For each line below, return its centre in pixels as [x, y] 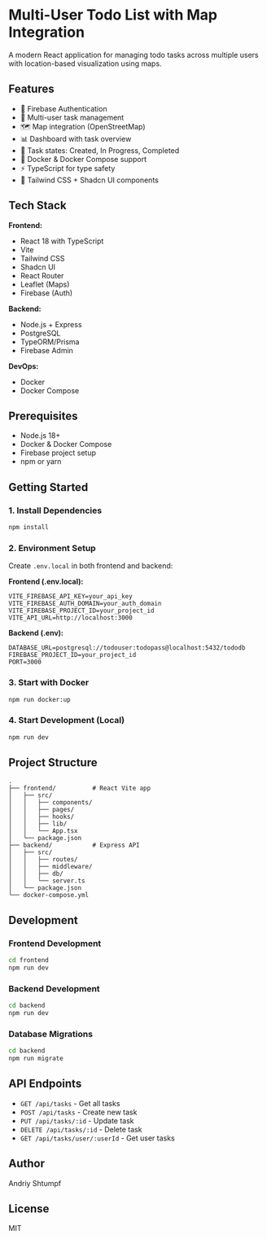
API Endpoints [45, 1084]
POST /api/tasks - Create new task [79, 1112]
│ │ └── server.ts [47, 881]
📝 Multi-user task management [72, 117]
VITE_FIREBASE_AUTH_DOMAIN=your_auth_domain [85, 604]
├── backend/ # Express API [74, 845]
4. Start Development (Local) [66, 720]
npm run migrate [36, 1059]
